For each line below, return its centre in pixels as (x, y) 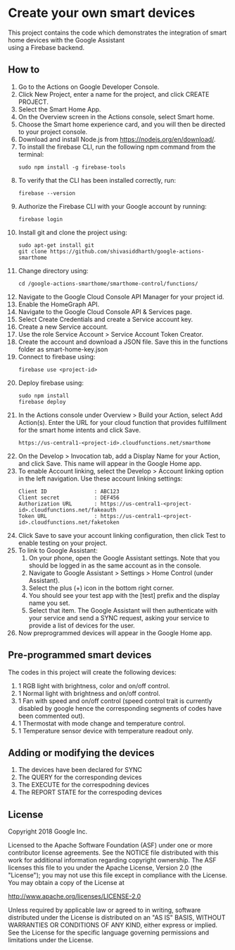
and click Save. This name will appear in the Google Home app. (110, 463)
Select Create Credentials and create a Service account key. (105, 319)
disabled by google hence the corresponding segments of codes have (120, 708)
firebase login (40, 219)
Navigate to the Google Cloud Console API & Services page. (105, 311)
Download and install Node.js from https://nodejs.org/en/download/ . (117, 139)
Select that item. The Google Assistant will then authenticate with (123, 610)
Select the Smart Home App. (59, 109)
